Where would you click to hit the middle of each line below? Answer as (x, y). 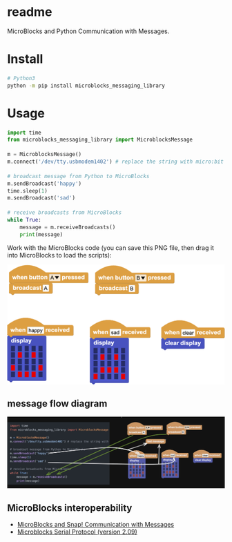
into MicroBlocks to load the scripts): (59, 255)
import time (24, 133)
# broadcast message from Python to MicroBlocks (78, 176)
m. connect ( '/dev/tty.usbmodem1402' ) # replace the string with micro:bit (116, 162)
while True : (24, 220)
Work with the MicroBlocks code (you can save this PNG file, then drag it (110, 248)
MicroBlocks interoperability (70, 508)
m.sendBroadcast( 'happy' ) (44, 184)
